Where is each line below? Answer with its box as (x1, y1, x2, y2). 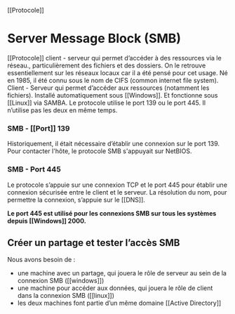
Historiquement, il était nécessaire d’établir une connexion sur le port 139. (7, 140, 220, 148)
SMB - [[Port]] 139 (7, 123, 70, 133)
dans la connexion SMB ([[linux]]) (17, 292, 114, 300)
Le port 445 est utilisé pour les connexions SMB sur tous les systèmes (7, 209, 217, 217)
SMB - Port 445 (7, 164, 61, 174)
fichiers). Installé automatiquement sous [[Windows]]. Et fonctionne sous (7, 91, 218, 99)
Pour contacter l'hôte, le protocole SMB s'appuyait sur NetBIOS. (7, 147, 192, 155)
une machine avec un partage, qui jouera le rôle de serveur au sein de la (17, 269, 227, 277)
